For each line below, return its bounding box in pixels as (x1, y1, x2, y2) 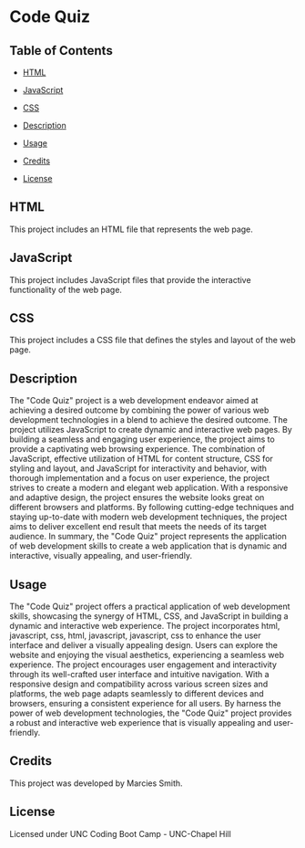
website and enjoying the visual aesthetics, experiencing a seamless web (9, 650, 285, 661)
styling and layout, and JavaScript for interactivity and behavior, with (9, 463, 267, 474)
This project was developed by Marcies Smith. (9, 778, 184, 789)
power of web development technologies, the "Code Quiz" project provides (9, 707, 292, 718)
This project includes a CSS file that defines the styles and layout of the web (9, 335, 296, 346)
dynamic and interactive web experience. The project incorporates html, (9, 621, 280, 632)
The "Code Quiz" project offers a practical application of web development (9, 601, 290, 612)
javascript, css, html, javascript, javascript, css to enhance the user (9, 630, 261, 641)
